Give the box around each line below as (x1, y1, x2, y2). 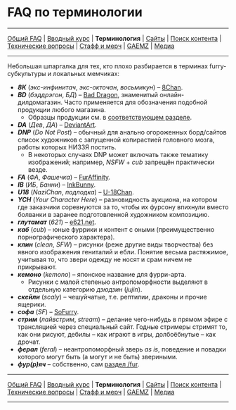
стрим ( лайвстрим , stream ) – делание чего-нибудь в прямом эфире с (17, 315, 228, 323)
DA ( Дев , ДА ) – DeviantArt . (17, 120, 97, 129)
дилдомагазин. (17, 98, 63, 106)
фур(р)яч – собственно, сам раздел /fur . (17, 360, 140, 368)
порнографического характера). (17, 232, 115, 241)
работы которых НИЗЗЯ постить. (17, 142, 117, 151)
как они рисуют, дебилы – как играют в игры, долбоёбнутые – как (17, 330, 216, 338)
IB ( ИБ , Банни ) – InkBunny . (17, 180, 96, 189)
